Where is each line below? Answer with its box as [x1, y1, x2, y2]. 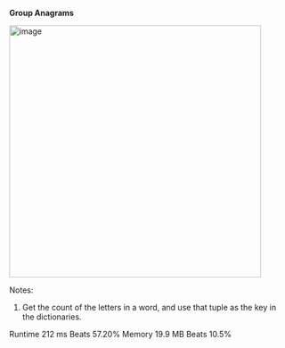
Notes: [9, 285, 34, 295]
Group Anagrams [9, 8, 74, 18]
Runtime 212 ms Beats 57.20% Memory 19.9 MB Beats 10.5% [9, 329, 232, 339]
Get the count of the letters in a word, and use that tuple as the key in [21, 302, 277, 312]
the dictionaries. [21, 311, 82, 322]
